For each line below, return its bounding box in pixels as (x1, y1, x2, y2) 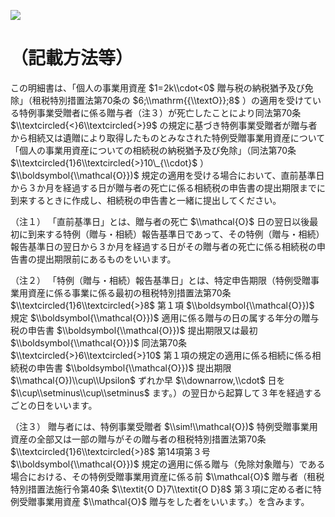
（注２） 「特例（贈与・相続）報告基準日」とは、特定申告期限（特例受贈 (10, 274, 311, 286)
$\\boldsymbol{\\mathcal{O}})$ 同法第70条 (10, 336, 188, 349)
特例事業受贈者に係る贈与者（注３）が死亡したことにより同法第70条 (18, 106, 302, 119)
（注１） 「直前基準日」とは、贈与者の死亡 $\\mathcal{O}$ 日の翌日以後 (10, 215, 310, 227)
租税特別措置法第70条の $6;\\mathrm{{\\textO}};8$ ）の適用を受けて (31, 94, 313, 106)
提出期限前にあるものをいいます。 (36, 253, 177, 265)
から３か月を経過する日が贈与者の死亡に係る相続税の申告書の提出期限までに (10, 181, 326, 194)
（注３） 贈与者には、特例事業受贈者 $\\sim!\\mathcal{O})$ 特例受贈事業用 (10, 420, 318, 432)
